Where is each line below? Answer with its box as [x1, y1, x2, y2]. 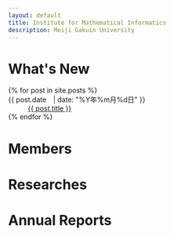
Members [8, 140, 72, 158]
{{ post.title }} [27, 103, 72, 114]
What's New [8, 60, 90, 78]
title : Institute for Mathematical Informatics [8, 19, 167, 27]
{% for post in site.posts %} [8, 85, 98, 95]
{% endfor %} [8, 112, 53, 122]
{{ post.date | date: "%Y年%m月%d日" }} [8, 95, 146, 104]
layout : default [8, 11, 61, 20]
